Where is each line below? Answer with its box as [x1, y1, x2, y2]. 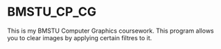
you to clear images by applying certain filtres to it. [7, 33, 152, 42]
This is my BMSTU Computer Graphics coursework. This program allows [7, 27, 214, 35]
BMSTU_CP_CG [7, 4, 97, 20]
